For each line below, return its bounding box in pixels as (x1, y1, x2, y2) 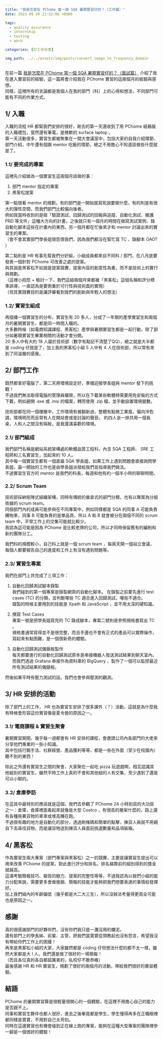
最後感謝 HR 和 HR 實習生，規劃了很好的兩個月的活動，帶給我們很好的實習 (5, 963, 154, 969)
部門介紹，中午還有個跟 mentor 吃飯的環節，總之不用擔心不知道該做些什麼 (5, 142, 154, 148)
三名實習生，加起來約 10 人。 (17, 452, 76, 458)
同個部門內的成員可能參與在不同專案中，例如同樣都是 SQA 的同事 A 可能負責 (5, 506, 158, 512)
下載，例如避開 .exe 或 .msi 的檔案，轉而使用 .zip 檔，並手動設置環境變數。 (5, 398, 155, 404)
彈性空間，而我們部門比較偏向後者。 (13, 206, 86, 212)
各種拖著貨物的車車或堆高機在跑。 (9, 813, 78, 819)
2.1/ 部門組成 (5, 434, 35, 441)
